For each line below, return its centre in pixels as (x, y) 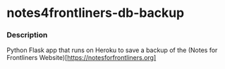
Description (27, 35)
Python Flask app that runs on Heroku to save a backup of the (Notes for (112, 50)
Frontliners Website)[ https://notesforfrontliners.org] (81, 58)
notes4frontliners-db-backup (96, 13)
